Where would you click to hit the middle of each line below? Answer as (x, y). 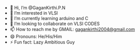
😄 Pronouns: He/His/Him (36, 36)
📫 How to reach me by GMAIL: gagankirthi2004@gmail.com (72, 29)
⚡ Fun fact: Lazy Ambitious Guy (42, 42)
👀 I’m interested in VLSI (34, 13)
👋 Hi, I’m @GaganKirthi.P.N (38, 8)
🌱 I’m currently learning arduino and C (49, 18)
